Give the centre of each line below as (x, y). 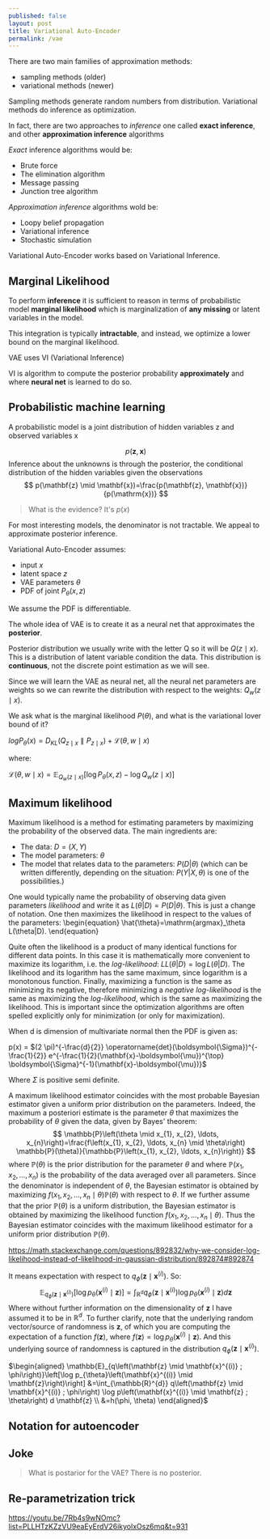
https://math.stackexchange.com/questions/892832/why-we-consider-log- (134, 1250)
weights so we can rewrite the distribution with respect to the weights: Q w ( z (135, 691)
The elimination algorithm (62, 174)
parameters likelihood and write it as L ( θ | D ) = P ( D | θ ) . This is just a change (132, 905)
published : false (38, 16)
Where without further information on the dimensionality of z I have (120, 1308)
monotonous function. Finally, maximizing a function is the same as (120, 981)
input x (32, 565)
